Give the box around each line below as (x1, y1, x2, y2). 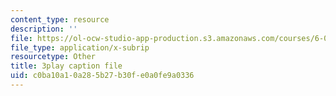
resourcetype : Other (10, 52, 97, 62)
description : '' (10, 24, 78, 34)
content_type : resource (10, 14, 110, 25)
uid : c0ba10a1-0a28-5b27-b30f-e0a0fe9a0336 (10, 71, 195, 81)
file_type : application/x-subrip (10, 42, 150, 53)
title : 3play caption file (10, 61, 123, 71)
